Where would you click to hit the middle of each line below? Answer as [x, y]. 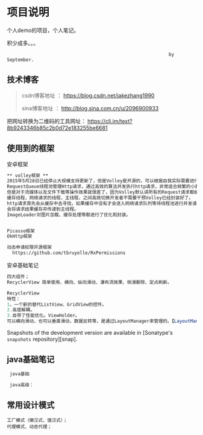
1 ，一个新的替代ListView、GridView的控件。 [57, 304]
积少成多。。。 [23, 43]
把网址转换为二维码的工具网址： [46, 121]
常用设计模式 [31, 405]
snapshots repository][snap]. [42, 339]
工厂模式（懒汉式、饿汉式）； [37, 421]
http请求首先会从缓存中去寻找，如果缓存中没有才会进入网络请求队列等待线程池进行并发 [100, 203]
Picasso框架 [21, 231]
